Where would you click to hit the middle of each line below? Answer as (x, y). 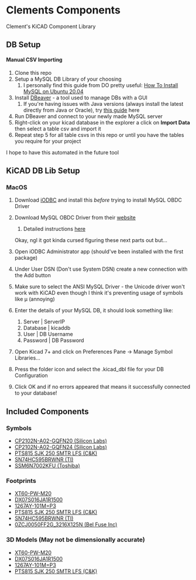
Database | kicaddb (47, 328)
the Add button (33, 275)
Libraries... (27, 358)
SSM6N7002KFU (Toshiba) (47, 465)
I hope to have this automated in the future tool (62, 152)
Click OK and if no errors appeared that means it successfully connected (102, 387)
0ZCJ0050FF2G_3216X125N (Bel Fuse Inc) (66, 524)
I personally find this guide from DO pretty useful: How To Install (101, 85)
